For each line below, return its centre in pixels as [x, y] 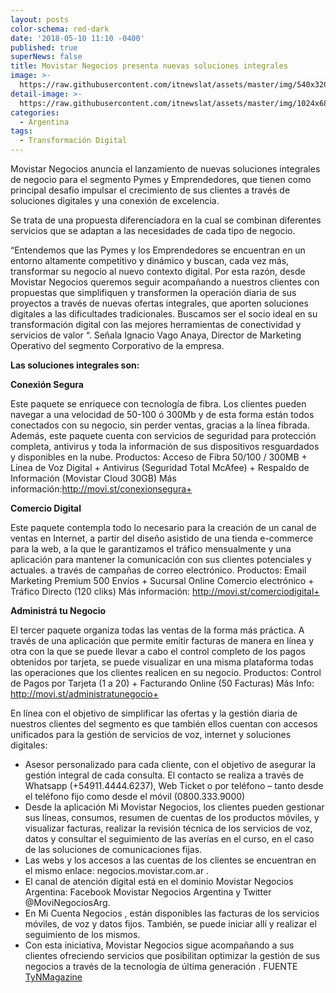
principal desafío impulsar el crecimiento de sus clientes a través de [150, 190]
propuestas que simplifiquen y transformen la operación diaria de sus [153, 292]
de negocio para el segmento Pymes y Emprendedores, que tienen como [161, 179]
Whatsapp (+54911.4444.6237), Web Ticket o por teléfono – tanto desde [174, 785]
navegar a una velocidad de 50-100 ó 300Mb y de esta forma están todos [162, 414]
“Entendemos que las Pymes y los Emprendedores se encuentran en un [158, 250]
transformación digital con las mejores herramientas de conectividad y [156, 324]
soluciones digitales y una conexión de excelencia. [115, 200]
